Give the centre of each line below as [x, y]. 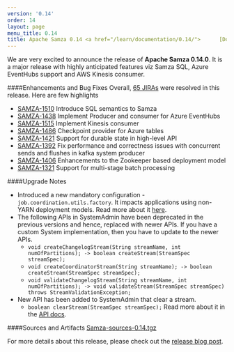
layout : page [26, 26]
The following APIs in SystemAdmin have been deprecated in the [110, 217]
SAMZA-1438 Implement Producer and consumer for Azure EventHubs [119, 116]
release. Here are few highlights [53, 95]
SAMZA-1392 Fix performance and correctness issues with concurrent [119, 146]
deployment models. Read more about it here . [101, 210]
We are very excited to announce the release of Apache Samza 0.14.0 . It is [115, 59]
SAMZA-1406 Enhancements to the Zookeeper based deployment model [122, 160]
